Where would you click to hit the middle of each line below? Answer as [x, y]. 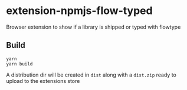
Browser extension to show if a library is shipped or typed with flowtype [93, 27]
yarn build [19, 64]
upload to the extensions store [43, 81]
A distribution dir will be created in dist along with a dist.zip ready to [91, 75]
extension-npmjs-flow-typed [79, 11]
